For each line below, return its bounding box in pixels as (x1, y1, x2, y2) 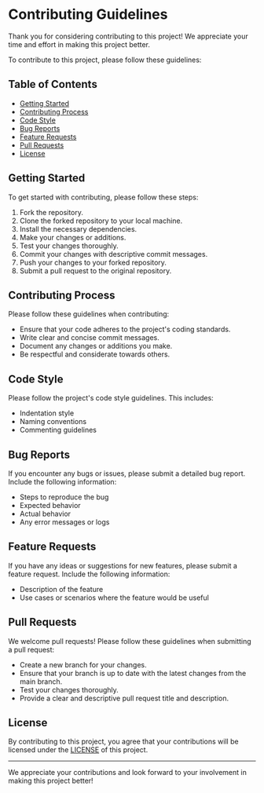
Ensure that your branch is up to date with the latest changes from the (19, 668, 247, 678)
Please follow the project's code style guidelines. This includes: (8, 393, 214, 403)
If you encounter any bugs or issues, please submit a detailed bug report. (8, 469, 246, 478)
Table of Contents (8, 78, 98, 91)
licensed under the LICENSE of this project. (8, 745, 148, 755)
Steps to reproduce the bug (19, 492, 109, 502)
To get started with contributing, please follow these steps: (8, 192, 199, 202)
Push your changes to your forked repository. (19, 258, 167, 267)
